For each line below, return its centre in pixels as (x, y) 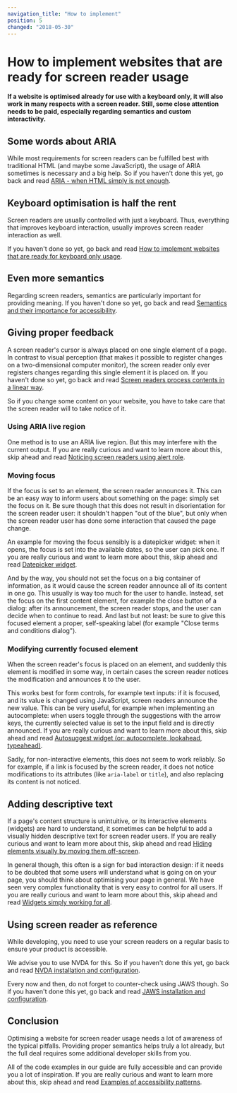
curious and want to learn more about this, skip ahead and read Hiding (110, 844)
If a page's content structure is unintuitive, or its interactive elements (107, 821)
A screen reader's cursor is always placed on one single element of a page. (117, 350)
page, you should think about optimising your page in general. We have (111, 880)
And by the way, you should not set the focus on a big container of (104, 578)
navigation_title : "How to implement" (64, 14)
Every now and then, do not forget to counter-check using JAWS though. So (118, 984)
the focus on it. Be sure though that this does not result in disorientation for (116, 506)
